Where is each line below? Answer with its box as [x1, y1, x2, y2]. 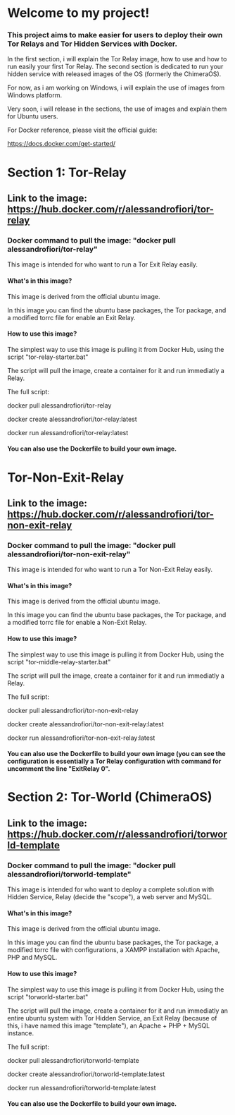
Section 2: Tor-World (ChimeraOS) [7, 789, 212, 805]
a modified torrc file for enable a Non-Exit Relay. [7, 619, 147, 627]
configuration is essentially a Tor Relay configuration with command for [7, 757, 222, 766]
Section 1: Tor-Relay [7, 164, 127, 181]
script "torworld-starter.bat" [7, 992, 89, 1001]
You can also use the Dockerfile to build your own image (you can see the [7, 750, 227, 758]
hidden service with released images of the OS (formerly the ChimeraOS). [7, 70, 222, 78]
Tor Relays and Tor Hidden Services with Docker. [7, 39, 178, 49]
